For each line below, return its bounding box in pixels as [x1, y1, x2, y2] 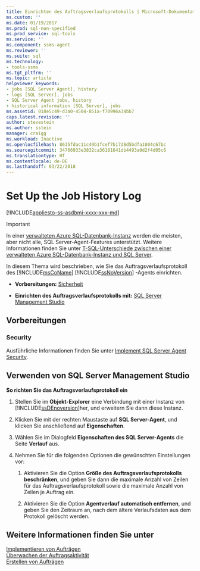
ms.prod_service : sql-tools [6, 31, 76, 37]
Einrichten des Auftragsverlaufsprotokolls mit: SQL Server [14, 292, 162, 299]
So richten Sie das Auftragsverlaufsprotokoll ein [6, 386, 128, 394]
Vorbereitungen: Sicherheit [14, 280, 83, 288]
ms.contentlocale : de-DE [6, 158, 68, 164]
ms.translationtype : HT [6, 152, 65, 158]
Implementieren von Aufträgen [6, 545, 81, 553]
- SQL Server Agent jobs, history [6, 97, 92, 103]
